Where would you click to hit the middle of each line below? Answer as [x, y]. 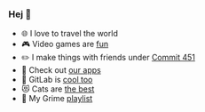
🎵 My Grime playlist [57, 99]
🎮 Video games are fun [65, 44]
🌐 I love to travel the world [70, 34]
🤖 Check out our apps [61, 70]
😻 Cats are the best [58, 89]
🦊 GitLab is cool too [57, 80]
